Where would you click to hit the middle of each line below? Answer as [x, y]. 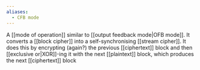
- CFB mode [25, 17]
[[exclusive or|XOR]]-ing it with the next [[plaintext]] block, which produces [100, 54]
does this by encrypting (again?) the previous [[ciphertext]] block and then [99, 47]
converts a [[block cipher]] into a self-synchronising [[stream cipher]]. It [96, 41]
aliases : [17, 12]
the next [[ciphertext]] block [42, 60]
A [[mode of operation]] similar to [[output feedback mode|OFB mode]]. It [98, 34]
